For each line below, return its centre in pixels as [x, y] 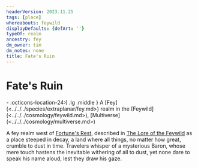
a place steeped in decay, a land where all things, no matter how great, [94, 139]
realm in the [115, 109]
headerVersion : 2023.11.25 [40, 12]
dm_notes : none [25, 51]
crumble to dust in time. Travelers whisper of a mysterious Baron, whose [96, 146]
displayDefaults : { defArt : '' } [45, 28]
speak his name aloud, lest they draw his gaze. [64, 158]
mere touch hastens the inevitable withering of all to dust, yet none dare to [98, 152]
